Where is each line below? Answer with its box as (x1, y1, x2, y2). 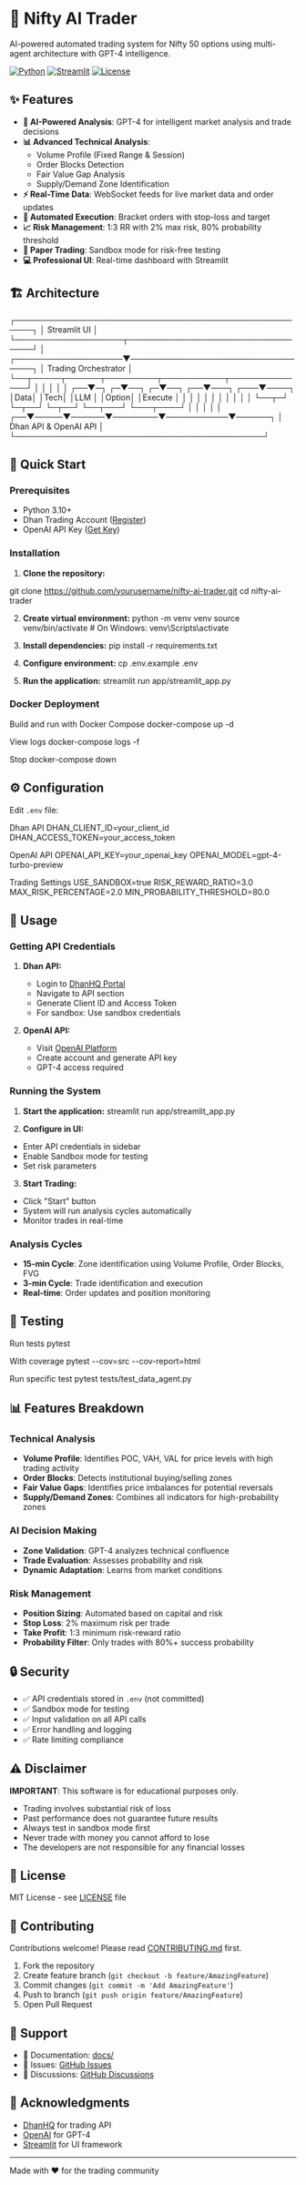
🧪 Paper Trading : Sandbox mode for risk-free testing (22, 244, 221, 255)
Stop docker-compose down (9, 753, 117, 764)
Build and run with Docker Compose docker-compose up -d (9, 719, 234, 730)
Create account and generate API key (36, 1052, 178, 1064)
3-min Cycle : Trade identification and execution (22, 1277, 203, 1288)
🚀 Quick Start (9, 456, 87, 472)
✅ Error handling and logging (22, 1723, 132, 1734)
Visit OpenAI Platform (36, 1043, 117, 1054)
